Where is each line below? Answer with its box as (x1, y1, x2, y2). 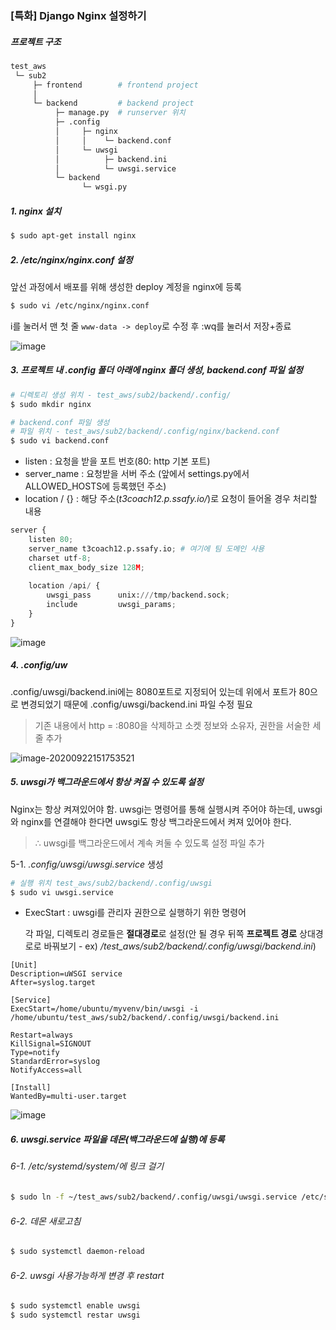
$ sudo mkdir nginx (10, 399, 92, 409)
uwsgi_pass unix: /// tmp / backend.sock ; (46, 590, 230, 601)
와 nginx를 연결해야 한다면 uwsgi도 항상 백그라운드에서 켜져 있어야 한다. (10, 815, 292, 827)
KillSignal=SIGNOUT (10, 1039, 92, 1049)
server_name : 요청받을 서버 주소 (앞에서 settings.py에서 (24, 468, 250, 480)
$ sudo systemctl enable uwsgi (10, 1301, 141, 1311)
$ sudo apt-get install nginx (10, 231, 137, 241)
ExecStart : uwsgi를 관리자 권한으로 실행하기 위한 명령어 (24, 907, 247, 919)
